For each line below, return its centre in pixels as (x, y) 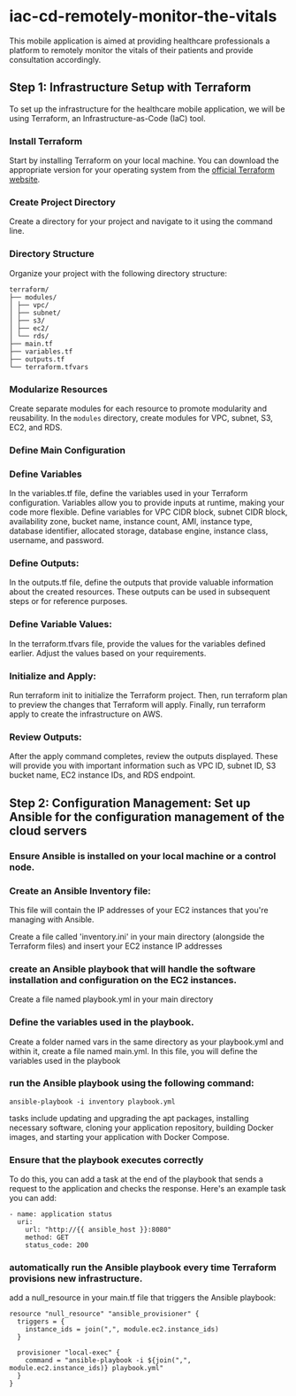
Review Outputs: (46, 737)
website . (25, 180)
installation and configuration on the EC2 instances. (123, 980)
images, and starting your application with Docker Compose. (119, 1136)
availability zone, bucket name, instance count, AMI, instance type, (131, 522)
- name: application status (61, 1214)
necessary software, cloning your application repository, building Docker (141, 1128)
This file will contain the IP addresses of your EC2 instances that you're (139, 910)
